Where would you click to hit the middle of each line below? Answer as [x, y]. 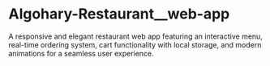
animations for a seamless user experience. [81, 53]
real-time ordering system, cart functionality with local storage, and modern [135, 44]
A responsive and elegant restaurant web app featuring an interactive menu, [136, 36]
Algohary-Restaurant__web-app [119, 14]
